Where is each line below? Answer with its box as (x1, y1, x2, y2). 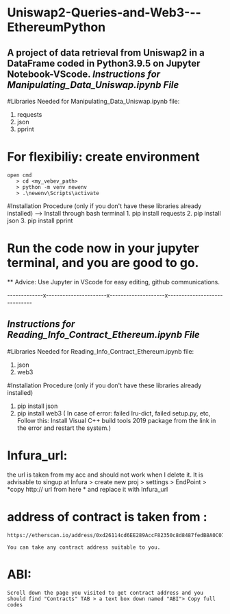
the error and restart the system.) (16, 424, 112, 432)
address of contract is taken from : (7, 509, 207, 525)
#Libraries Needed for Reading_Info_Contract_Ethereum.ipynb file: (7, 347, 194, 355)
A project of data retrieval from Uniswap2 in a (7, 47, 205, 58)
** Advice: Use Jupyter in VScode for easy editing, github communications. (7, 277, 220, 286)
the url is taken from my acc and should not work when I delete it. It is (7, 470, 204, 479)
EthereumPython (7, 19, 106, 35)
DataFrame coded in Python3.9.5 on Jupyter (7, 57, 201, 69)
